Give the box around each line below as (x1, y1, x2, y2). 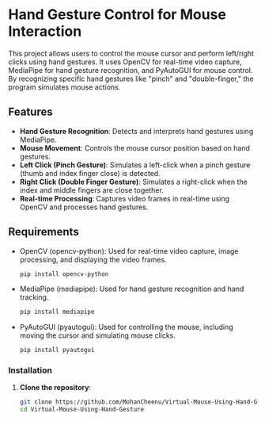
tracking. (19, 293, 49, 302)
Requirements (8, 225, 79, 239)
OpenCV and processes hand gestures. (19, 202, 149, 212)
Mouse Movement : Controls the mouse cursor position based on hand (19, 143, 251, 152)
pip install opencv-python (19, 270, 109, 278)
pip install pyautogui (19, 346, 95, 354)
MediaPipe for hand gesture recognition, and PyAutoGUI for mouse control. (8, 65, 253, 75)
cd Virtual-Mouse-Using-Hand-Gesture (19, 406, 145, 414)
